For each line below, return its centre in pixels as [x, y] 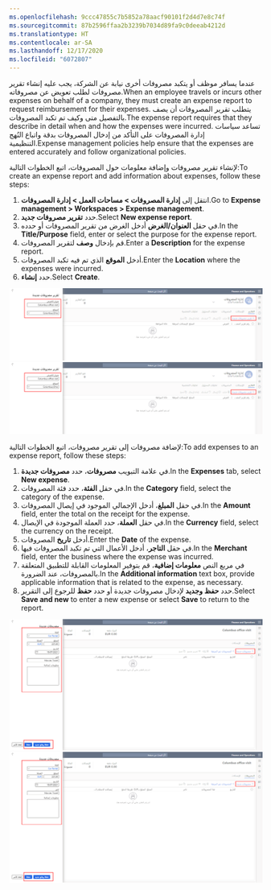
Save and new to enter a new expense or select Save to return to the [135, 600]
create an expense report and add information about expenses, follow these [135, 176]
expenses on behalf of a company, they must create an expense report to [131, 100]
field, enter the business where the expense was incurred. [117, 557]
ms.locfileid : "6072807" [51, 60]
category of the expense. [63, 497]
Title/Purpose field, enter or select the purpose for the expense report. [139, 234]
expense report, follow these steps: [68, 455]
